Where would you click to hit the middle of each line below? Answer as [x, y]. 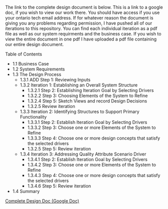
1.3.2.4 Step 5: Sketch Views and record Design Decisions [87, 101]
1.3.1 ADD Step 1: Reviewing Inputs [55, 80]
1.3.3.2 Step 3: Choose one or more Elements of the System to [92, 127]
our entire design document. [35, 44]
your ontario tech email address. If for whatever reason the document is [79, 18]
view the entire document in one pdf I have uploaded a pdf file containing [81, 39]
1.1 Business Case [31, 64]
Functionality [33, 117]
